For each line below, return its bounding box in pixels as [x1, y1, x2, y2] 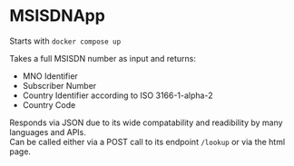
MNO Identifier [22, 70, 79, 82]
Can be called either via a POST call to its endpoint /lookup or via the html [9, 136, 286, 147]
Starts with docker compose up [9, 35, 122, 46]
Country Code [22, 99, 76, 110]
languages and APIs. [9, 126, 86, 137]
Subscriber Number [22, 80, 97, 91]
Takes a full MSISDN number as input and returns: [9, 53, 197, 63]
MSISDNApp [9, 5, 106, 26]
